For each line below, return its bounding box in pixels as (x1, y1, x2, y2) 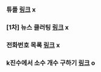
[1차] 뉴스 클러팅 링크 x (6, 23, 69, 31)
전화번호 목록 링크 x (6, 41, 60, 49)
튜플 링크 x (6, 5, 36, 13)
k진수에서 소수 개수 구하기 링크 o (6, 59, 96, 67)
